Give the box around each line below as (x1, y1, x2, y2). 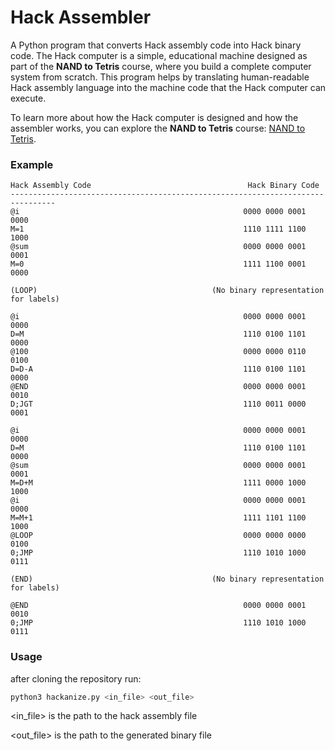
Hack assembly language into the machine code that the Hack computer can (10, 81, 327, 93)
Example (10, 157, 54, 171)
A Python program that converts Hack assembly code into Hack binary (10, 39, 302, 51)
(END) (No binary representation (10, 574, 325, 585)
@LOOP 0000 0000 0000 (10, 531, 307, 541)
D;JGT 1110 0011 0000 (10, 399, 307, 410)
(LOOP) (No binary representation (10, 286, 325, 296)
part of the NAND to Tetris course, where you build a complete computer (10, 60, 312, 72)
